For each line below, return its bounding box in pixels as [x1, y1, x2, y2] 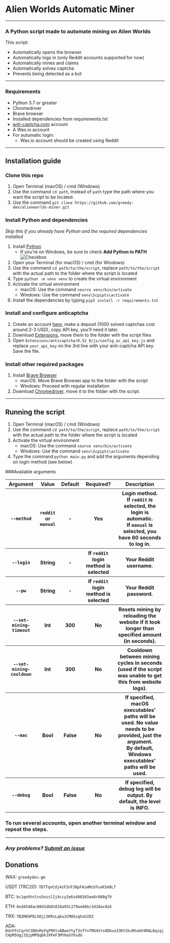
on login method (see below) [12, 459, 73, 465]
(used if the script [117, 666, 162, 673]
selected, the [123, 502, 156, 509]
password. [126, 590, 153, 597]
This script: [5, 39, 29, 46]
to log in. [129, 540, 151, 547]
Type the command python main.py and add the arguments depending [12, 453, 159, 459]
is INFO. [130, 804, 150, 811]
